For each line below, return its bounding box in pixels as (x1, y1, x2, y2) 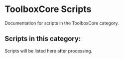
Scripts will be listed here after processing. (4, 47, 93, 53)
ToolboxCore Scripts (4, 3, 92, 15)
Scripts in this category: (4, 34, 81, 43)
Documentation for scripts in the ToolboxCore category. (4, 20, 119, 26)
